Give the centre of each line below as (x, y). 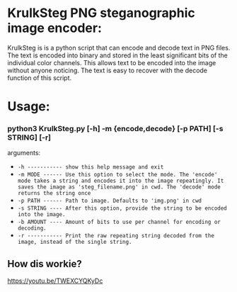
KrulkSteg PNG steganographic (102, 13)
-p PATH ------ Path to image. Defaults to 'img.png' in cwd (110, 201)
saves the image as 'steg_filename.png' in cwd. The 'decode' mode (119, 187)
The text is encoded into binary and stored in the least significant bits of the (118, 55)
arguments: (24, 153)
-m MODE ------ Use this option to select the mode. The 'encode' (117, 175)
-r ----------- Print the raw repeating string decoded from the (116, 236)
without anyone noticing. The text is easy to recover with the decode (107, 70)
